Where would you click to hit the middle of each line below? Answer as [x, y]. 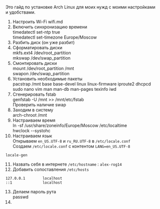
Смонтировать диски [35, 63]
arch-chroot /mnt [30, 115]
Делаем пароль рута [34, 192]
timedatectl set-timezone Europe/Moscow [54, 37]
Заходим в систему [33, 110]
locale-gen [17, 155]
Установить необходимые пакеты [47, 79]
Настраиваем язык [32, 136]
